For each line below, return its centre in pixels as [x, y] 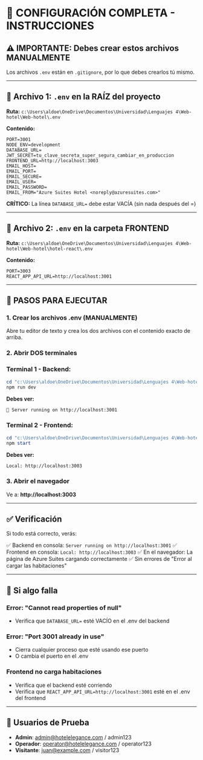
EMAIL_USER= [21, 182]
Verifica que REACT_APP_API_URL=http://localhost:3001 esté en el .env [102, 691]
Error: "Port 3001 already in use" [55, 637]
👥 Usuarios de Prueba [48, 723]
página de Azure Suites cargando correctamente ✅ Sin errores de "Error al [99, 559]
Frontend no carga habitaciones [54, 672]
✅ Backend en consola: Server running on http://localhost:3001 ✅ [92, 545]
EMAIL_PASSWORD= [27, 187]
